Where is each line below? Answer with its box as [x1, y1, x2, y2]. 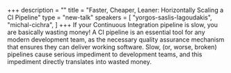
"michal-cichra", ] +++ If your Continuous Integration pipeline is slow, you [7, 21, 218, 29]
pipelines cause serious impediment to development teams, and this [7, 50, 202, 58]
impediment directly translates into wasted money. [7, 58, 152, 65]
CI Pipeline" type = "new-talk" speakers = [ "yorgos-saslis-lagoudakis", [7, 13, 212, 22]
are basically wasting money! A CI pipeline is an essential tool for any [7, 28, 205, 36]
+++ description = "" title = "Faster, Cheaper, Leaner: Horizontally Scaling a [7, 6, 224, 14]
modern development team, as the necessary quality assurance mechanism [7, 35, 225, 44]
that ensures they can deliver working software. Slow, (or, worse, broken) [7, 43, 217, 51]
